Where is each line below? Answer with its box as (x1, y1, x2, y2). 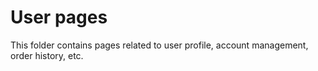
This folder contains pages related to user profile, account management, (10, 39, 309, 51)
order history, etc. (10, 49, 84, 61)
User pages (10, 6, 108, 29)
